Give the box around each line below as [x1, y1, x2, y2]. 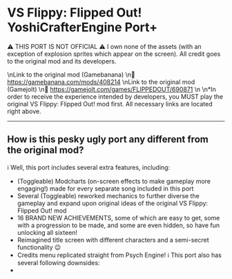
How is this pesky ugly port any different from [7, 133, 209, 146]
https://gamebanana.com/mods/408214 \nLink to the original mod [7, 77, 195, 86]
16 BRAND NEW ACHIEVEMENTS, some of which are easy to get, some [17, 213, 220, 222]
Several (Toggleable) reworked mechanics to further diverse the [17, 191, 200, 200]
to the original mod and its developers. [7, 57, 117, 65]
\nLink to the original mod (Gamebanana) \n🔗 [7, 70, 136, 79]
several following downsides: [17, 258, 100, 267]
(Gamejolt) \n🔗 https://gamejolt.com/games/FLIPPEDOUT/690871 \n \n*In [7, 85, 216, 93]
